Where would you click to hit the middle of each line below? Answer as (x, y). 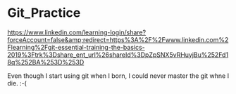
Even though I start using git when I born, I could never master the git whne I (118, 76)
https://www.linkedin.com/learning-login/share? (77, 32)
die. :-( (17, 83)
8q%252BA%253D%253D (46, 62)
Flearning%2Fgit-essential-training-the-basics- (76, 47)
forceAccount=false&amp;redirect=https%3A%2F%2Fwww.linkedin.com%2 (118, 39)
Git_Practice (44, 13)
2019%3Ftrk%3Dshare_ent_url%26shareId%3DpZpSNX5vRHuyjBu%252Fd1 (118, 55)
